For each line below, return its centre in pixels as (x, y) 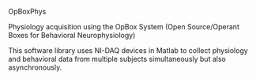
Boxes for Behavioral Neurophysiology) (72, 35)
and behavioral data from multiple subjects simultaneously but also (117, 59)
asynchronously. (35, 67)
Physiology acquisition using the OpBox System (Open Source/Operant (124, 27)
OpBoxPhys (27, 11)
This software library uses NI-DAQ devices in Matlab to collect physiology (128, 50)
